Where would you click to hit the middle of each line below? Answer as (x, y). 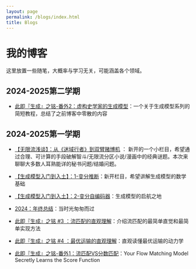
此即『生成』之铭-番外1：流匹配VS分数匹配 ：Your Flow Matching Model (102, 253)
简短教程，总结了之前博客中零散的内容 (61, 114)
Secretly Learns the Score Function (57, 260)
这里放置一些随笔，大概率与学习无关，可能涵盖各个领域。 (75, 70)
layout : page (22, 11)
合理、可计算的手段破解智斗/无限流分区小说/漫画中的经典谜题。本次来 (104, 156)
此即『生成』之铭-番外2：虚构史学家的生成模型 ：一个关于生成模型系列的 (102, 106)
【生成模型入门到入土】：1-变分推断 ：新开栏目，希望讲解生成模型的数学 (100, 176)
